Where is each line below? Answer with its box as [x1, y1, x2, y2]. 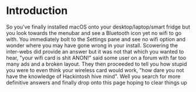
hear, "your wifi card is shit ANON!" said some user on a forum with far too [6, 54, 187, 61]
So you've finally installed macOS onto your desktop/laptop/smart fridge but [6, 23, 191, 30]
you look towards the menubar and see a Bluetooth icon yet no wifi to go [6, 29, 182, 36]
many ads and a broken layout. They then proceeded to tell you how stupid [6, 60, 187, 68]
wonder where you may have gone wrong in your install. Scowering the [6, 42, 178, 49]
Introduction [6, 4, 68, 17]
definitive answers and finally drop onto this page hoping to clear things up [6, 79, 188, 86]
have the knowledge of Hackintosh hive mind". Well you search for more [6, 73, 181, 80]
